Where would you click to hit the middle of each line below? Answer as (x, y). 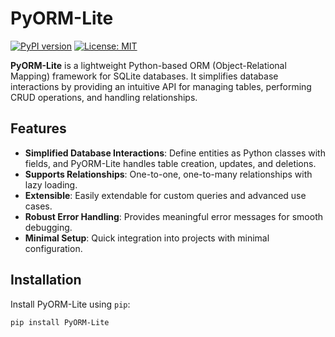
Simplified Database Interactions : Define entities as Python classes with (175, 153)
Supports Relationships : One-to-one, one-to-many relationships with (168, 174)
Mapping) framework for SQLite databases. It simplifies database (144, 76)
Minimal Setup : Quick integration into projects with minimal (147, 238)
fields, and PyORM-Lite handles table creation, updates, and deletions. (170, 163)
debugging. (48, 227)
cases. (38, 206)
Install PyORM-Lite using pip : (70, 304)
